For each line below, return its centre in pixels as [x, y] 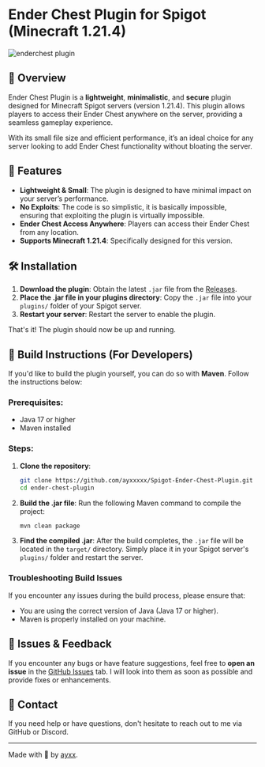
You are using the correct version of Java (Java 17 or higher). [119, 610]
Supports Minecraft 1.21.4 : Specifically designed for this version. [126, 240]
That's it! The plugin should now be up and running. [92, 330]
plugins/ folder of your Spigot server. [80, 306]
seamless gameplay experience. [61, 122]
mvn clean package [50, 526]
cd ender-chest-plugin [57, 488]
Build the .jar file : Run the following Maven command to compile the [131, 503]
